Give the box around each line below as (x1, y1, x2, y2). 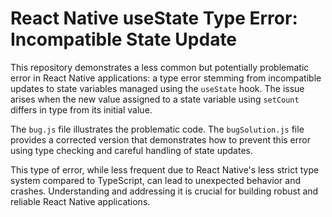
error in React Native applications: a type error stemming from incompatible (10, 72, 322, 84)
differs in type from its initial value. (10, 103, 153, 116)
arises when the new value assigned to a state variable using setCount (10, 93, 300, 105)
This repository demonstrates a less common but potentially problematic (10, 61, 310, 73)
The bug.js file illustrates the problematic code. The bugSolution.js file (10, 123, 305, 135)
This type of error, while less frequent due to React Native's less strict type (10, 163, 320, 176)
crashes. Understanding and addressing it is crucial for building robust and (10, 185, 319, 197)
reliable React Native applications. (10, 195, 151, 207)
